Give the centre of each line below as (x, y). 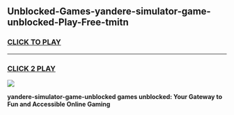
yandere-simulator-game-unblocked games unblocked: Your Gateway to (115, 96)
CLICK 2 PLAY (31, 68)
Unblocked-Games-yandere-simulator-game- (109, 11)
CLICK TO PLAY (34, 43)
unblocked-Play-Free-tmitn (68, 23)
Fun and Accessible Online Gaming (59, 104)
